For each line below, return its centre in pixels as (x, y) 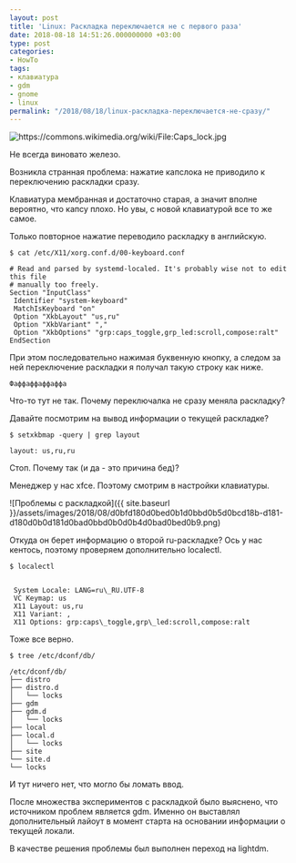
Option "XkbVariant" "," (60, 325)
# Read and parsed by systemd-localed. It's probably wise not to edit (148, 269)
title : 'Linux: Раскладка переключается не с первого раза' (126, 26)
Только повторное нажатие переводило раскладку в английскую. (138, 237)
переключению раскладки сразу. (74, 182)
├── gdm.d (28, 712)
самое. (23, 218)
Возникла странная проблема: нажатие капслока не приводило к (138, 172)
